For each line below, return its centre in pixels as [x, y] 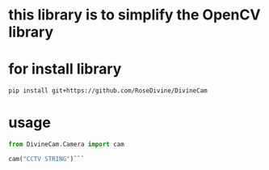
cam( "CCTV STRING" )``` [46, 159]
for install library [65, 69]
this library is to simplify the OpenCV [134, 15]
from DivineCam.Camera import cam [67, 144]
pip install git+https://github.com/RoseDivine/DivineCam [108, 91]
